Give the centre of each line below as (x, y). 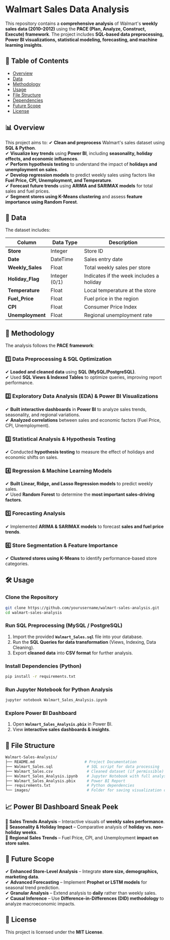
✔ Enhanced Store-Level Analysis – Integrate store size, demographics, (82, 871)
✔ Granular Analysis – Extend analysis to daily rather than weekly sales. (81, 893)
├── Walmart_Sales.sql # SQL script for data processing (82, 766)
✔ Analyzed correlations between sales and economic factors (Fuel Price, (83, 420)
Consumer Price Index (111, 307)
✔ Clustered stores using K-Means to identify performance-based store (81, 558)
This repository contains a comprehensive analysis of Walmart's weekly (81, 23)
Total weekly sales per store (117, 268)
